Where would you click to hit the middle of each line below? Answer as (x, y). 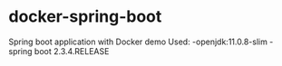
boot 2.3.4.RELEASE (72, 51)
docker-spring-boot (85, 17)
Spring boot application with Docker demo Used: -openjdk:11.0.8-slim (138, 42)
